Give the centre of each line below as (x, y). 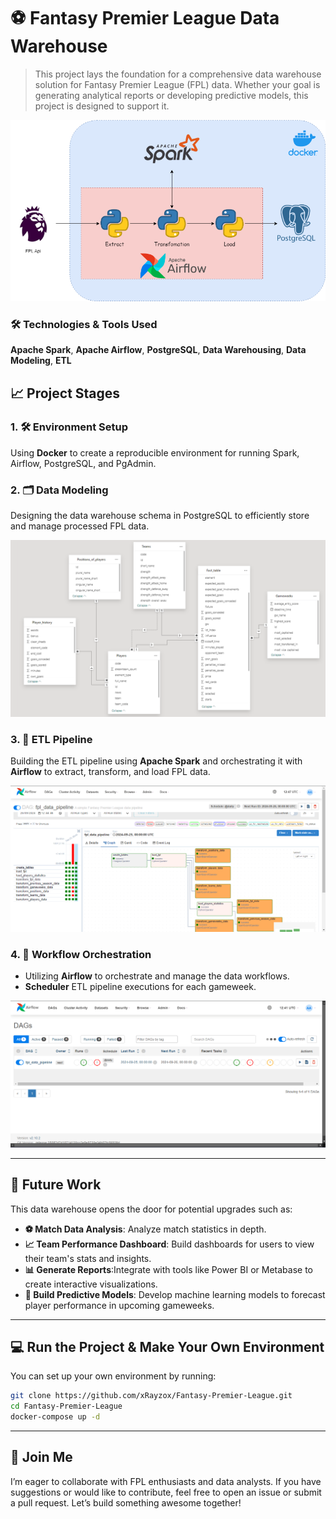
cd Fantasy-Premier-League (66, 1406)
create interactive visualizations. (91, 1284)
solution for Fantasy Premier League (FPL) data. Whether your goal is (177, 84)
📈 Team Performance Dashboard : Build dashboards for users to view (169, 1244)
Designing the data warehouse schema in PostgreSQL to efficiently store (160, 516)
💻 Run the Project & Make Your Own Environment (167, 1347)
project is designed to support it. (102, 106)
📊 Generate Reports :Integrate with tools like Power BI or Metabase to (169, 1269)
